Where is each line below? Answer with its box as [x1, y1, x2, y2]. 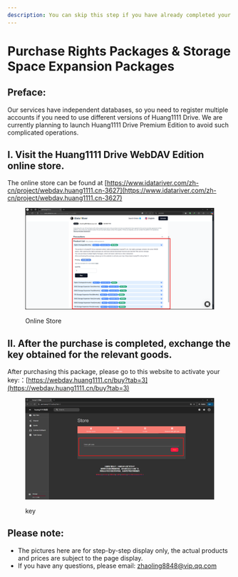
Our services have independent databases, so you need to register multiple [7, 105, 229, 114]
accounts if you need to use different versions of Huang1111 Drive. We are [7, 113, 223, 121]
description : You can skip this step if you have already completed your [7, 11, 232, 19]
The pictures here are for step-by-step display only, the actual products [17, 546, 228, 555]
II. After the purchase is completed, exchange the [7, 337, 231, 349]
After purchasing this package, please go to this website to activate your [7, 367, 220, 375]
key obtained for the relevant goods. [7, 348, 172, 360]
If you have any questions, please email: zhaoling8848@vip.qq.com [17, 561, 217, 570]
